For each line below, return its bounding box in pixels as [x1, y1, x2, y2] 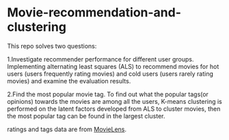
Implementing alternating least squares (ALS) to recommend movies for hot [7, 62, 219, 70]
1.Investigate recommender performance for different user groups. [7, 55, 194, 63]
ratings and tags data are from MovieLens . [7, 125, 127, 133]
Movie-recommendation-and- [7, 5, 182, 20]
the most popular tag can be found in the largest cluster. [7, 111, 165, 120]
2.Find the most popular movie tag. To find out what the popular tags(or [7, 90, 208, 98]
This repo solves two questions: [7, 42, 97, 50]
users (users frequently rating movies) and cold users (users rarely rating [7, 70, 214, 78]
